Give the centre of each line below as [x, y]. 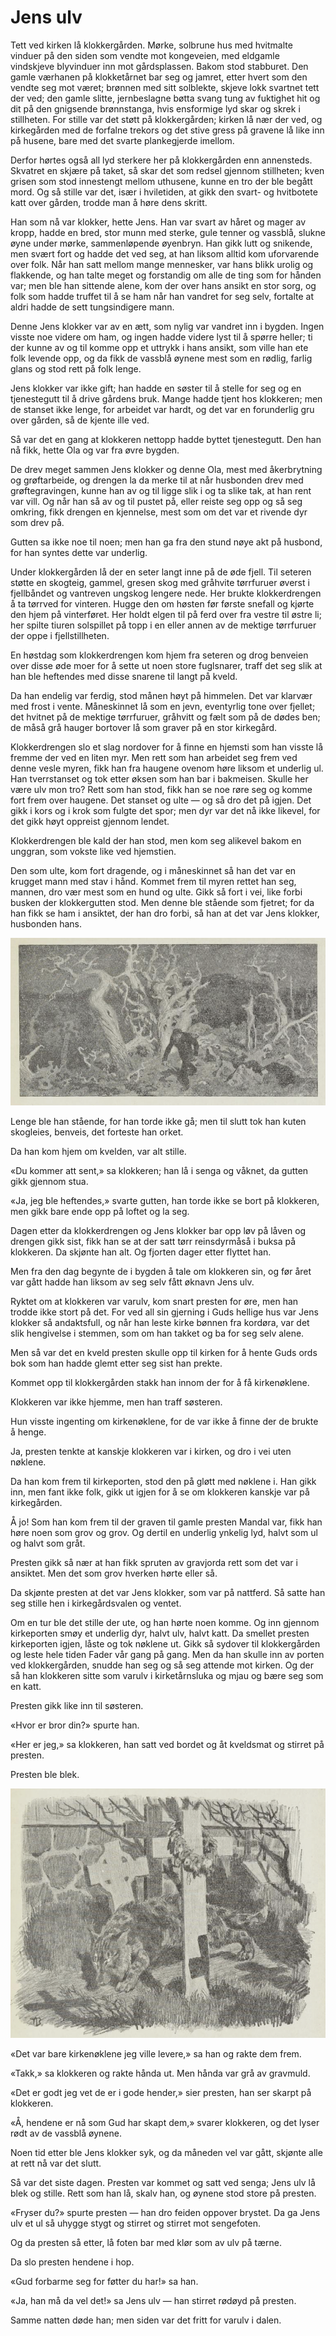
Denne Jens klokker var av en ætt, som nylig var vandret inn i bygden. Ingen [167, 326]
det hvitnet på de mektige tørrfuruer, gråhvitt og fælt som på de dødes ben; [165, 717]
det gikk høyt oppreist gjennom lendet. [90, 821]
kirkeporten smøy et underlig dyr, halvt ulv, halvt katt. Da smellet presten [160, 1633]
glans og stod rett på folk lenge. [76, 368]
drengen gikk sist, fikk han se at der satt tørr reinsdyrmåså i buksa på [153, 1242]
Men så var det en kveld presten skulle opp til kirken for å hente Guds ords [164, 1353]
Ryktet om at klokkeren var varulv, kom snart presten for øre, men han [154, 1302]
